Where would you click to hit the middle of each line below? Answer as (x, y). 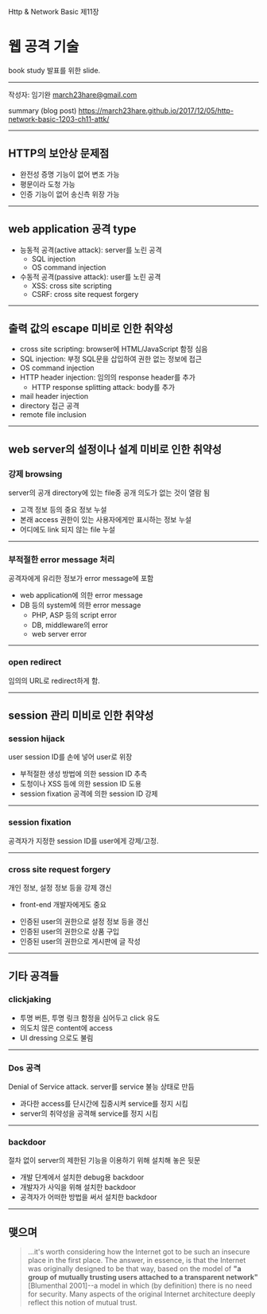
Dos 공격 (25, 1067)
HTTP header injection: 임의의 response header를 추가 (108, 377)
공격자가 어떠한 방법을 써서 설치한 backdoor (88, 1197)
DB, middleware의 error (70, 625)
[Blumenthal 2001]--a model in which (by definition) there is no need (140, 1286)
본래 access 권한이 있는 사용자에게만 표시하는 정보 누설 (106, 520)
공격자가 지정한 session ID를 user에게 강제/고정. (83, 840)
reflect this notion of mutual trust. (82, 1303)
